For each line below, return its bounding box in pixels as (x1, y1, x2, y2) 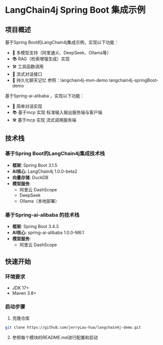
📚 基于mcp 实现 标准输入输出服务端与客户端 (12, 110, 103, 115)
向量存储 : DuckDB (12, 174, 49, 180)
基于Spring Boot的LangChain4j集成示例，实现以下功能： (5, 40, 119, 45)
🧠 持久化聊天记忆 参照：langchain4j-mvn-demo (12, 77, 108, 83)
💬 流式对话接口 (12, 71, 43, 77)
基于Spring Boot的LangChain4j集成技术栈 (5, 150, 105, 157)
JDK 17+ (12, 285, 29, 291)
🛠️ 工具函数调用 (12, 64, 44, 69)
